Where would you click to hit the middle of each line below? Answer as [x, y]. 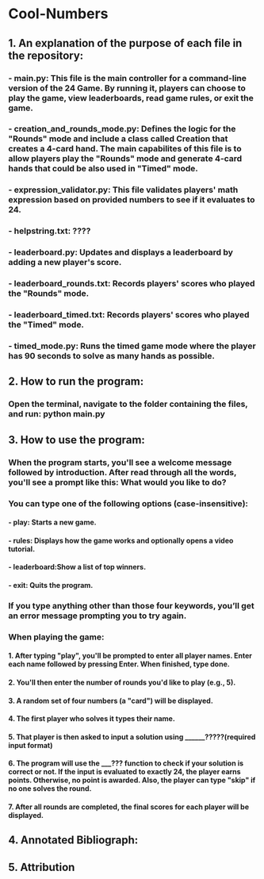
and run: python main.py [57, 414]
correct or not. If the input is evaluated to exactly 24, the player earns [124, 772]
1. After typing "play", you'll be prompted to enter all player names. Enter [130, 656]
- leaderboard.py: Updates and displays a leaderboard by [121, 252]
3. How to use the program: [77, 440]
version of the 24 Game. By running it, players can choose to [127, 88]
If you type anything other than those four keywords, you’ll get [132, 605]
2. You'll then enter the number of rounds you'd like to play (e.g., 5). [122, 682]
